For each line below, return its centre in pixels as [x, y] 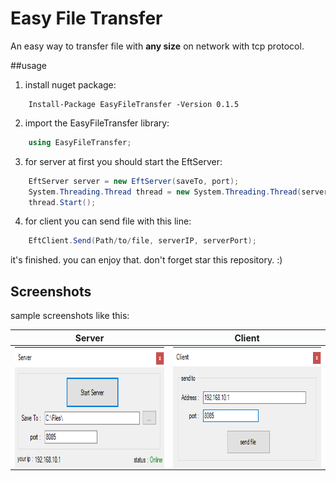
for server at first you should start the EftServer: [123, 161]
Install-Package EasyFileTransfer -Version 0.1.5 [134, 104]
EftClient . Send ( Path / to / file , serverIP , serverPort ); [142, 241]
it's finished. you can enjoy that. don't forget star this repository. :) [146, 260]
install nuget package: [70, 84]
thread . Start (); [62, 202]
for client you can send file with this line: [108, 221]
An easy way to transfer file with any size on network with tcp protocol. [157, 46]
